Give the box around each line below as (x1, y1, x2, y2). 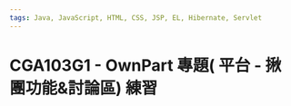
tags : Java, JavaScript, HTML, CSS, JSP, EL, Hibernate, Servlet (9, 13, 262, 23)
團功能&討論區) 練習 (9, 78, 157, 98)
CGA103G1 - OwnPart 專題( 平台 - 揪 (9, 55, 282, 75)
